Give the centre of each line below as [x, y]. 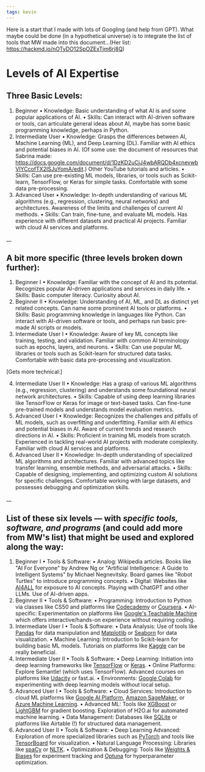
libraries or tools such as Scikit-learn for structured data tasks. [94, 354]
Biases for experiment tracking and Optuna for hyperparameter [94, 756]
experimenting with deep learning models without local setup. [93, 685]
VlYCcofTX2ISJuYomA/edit [49, 169]
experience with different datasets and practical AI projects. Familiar [101, 221]
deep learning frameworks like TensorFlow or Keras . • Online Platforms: [106, 665]
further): [23, 268]
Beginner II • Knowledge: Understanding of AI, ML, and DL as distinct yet [107, 302]
